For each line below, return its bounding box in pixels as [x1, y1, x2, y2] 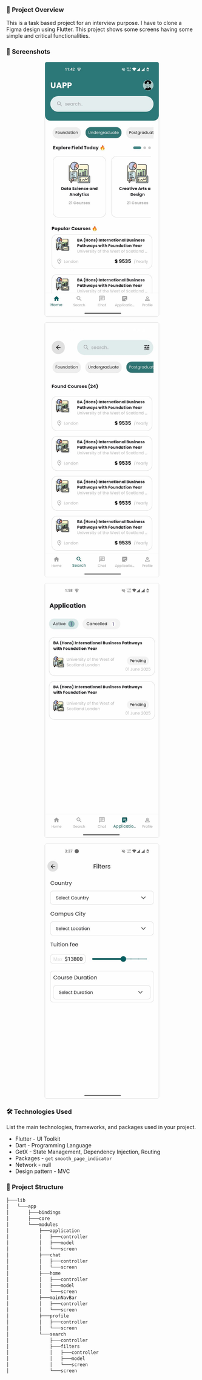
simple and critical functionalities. [6, 32, 90, 40]
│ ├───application [6, 1228, 80, 1234]
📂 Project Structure [6, 1183, 64, 1191]
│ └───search [6, 1331, 67, 1337]
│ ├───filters [6, 1343, 80, 1350]
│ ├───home [6, 1270, 61, 1276]
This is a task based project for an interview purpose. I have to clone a [6, 19, 182, 27]
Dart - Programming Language [15, 1142, 92, 1149]
